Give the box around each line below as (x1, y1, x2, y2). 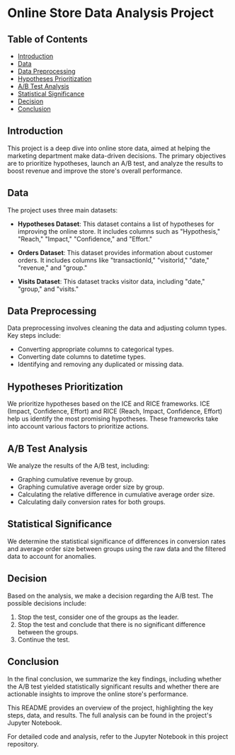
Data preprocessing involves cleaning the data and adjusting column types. (7, 324, 227, 332)
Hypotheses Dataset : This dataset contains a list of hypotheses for (17, 220, 214, 228)
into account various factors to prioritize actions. (7, 422, 149, 431)
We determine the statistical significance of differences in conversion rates (7, 537, 227, 545)
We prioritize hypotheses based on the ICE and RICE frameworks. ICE (7, 399, 210, 408)
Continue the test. (17, 635, 70, 644)
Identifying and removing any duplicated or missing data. (17, 360, 184, 369)
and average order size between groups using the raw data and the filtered (7, 544, 227, 553)
